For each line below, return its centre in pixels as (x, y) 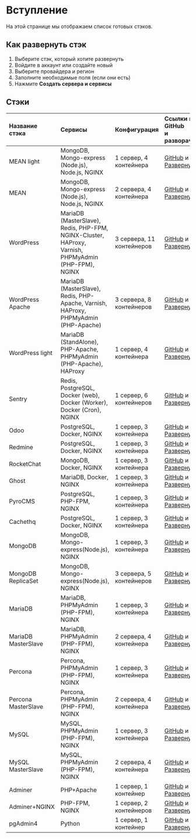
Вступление (37, 10)
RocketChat (25, 464)
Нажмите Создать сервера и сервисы (63, 84)
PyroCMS (22, 501)
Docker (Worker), (84, 402)
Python (70, 823)
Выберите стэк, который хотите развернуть (69, 58)
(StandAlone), (80, 341)
